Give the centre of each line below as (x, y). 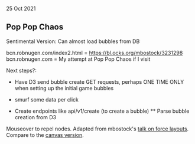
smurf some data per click (46, 99)
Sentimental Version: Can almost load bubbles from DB (73, 41)
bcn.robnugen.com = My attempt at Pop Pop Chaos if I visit (78, 59)
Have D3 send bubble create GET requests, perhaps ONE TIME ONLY (99, 81)
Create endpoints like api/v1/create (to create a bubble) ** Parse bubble (102, 111)
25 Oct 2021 (21, 9)
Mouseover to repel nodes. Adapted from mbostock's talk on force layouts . (97, 129)
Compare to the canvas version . (45, 135)
